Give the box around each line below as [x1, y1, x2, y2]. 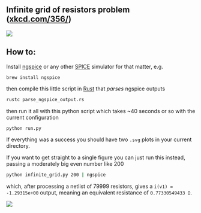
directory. [6, 142, 30, 150]
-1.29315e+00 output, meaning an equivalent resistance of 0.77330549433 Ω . [6, 189, 193, 196]
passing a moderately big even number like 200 [6, 160, 124, 168]
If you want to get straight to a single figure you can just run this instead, [6, 154, 185, 161]
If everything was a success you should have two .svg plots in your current [6, 136, 192, 143]
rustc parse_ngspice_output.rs [6, 96, 85, 102]
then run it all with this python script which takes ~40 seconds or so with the [6, 107, 196, 114]
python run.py [6, 125, 42, 131]
